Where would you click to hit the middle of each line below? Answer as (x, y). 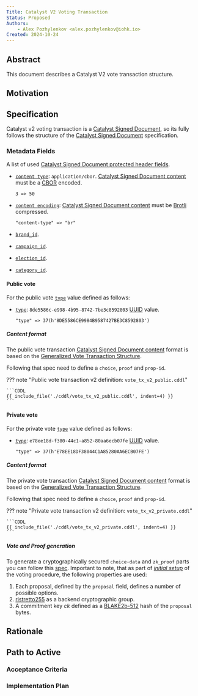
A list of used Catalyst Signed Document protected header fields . (88, 164)
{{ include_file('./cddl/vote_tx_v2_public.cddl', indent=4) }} (90, 396)
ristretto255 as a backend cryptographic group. (75, 599)
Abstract (24, 60)
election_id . (31, 258)
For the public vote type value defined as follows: (68, 298)
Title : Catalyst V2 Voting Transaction (57, 12)
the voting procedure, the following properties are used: (77, 574)
